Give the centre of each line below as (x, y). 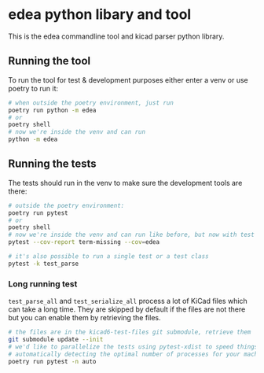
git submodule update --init (56, 339)
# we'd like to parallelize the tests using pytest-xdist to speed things (133, 347)
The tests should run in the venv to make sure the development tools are (125, 183)
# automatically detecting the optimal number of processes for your (125, 354)
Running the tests (52, 164)
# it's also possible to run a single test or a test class (109, 257)
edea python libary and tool (100, 15)
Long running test (43, 283)
